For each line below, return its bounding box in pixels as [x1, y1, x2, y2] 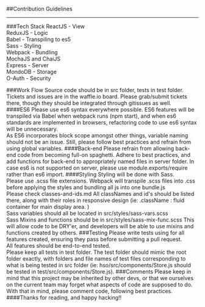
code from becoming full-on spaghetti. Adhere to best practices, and [17, 151, 191, 158]
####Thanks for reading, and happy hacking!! [6, 294, 122, 301]
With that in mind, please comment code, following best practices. [6, 287, 173, 295]
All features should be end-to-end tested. [6, 242, 111, 249]
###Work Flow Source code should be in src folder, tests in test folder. [6, 87, 184, 93]
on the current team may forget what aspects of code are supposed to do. [6, 281, 193, 288]
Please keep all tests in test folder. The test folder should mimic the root [6, 248, 187, 256]
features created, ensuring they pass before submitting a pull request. [6, 236, 182, 243]
